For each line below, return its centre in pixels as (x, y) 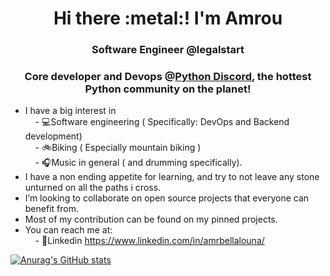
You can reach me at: (68, 230)
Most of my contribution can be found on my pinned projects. (151, 219)
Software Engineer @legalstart (168, 50)
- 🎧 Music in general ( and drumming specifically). (138, 163)
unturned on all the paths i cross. (93, 188)
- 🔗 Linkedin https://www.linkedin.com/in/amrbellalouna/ (149, 241)
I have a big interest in (70, 111)
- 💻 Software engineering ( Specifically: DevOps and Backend (162, 122)
